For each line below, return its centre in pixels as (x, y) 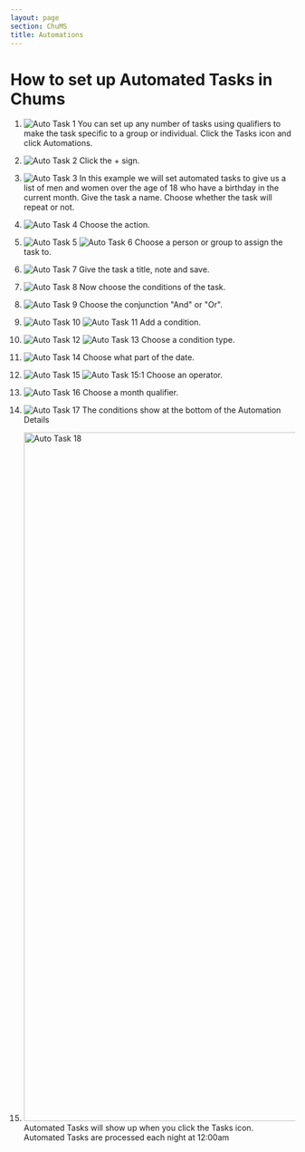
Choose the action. (114, 225)
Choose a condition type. (188, 340)
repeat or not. (49, 207)
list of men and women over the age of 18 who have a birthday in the (151, 188)
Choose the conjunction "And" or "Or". (151, 305)
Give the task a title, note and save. (144, 269)
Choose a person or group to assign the (209, 242)
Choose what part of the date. (139, 357)
